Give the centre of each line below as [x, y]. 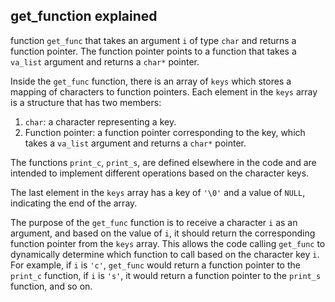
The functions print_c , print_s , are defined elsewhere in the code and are [163, 162]
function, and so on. [51, 286]
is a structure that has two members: [86, 102]
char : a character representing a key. [100, 121]
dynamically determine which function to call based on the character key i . [165, 254]
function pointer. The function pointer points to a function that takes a [153, 51]
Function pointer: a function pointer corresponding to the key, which [165, 132]
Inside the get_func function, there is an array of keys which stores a [151, 81]
